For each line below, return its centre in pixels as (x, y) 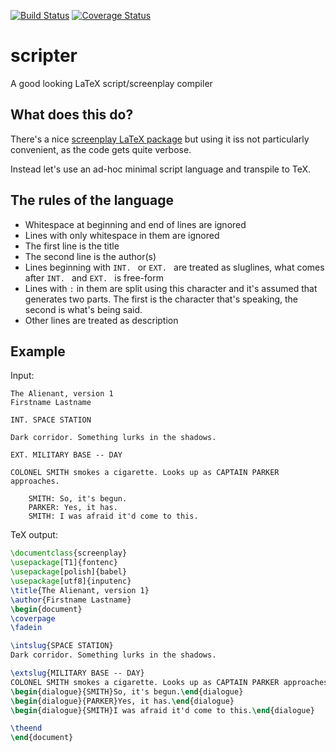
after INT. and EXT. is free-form (94, 277)
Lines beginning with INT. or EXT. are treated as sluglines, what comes (174, 267)
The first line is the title (72, 246)
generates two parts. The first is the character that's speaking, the (161, 299)
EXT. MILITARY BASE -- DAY (66, 455)
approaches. (35, 481)
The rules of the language (92, 200)
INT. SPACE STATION (51, 420)
